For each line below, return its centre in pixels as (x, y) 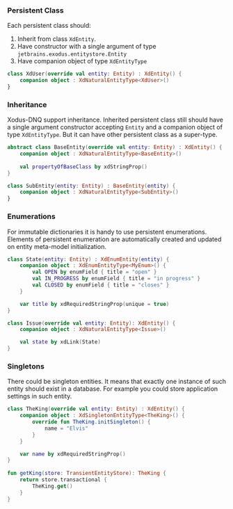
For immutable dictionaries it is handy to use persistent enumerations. (107, 232)
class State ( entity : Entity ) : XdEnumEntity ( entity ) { (88, 259)
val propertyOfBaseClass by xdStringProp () (84, 167)
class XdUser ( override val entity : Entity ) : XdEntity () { (95, 74)
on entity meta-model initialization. (57, 246)
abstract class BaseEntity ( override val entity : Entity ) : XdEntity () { (115, 147)
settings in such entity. (40, 396)
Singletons (26, 366)
